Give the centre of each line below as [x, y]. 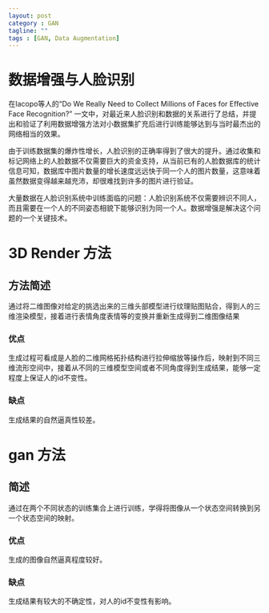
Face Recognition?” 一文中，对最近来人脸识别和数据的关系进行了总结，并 [129, 114]
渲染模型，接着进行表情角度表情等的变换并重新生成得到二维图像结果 [127, 317]
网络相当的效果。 [36, 134]
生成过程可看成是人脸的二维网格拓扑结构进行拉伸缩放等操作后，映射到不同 [131, 358]
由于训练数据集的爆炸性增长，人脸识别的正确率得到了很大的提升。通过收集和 [134, 151]
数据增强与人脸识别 [72, 80]
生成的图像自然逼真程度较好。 [57, 560]
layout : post [30, 16]
